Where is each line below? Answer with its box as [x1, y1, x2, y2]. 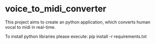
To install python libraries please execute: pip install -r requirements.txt [5, 33, 147, 39]
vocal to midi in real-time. [5, 24, 56, 30]
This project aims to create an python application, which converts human [5, 19, 151, 25]
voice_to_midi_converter [5, 3, 107, 14]
